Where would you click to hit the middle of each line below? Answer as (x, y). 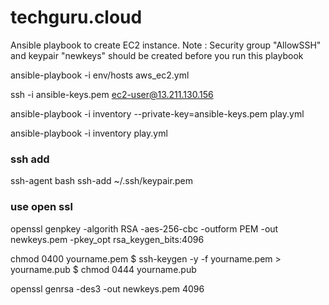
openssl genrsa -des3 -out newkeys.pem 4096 (107, 288)
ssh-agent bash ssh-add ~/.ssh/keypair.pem (101, 181)
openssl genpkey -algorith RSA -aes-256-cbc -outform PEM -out (144, 228)
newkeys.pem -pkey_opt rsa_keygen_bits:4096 (107, 239)
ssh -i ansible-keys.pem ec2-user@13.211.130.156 (112, 94)
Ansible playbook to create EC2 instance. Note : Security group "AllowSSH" (166, 45)
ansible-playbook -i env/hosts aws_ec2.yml (100, 75)
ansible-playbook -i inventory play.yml (89, 133)
